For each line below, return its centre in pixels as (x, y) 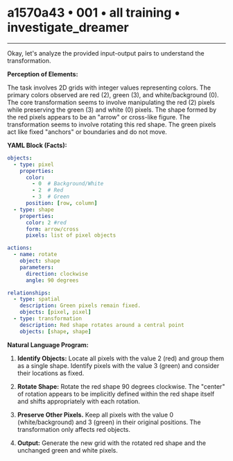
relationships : (29, 293)
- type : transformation (48, 319)
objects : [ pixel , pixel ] (55, 312)
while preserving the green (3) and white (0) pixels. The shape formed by (112, 110)
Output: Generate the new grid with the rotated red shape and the (112, 443)
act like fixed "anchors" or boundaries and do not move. (87, 132)
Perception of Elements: (43, 74)
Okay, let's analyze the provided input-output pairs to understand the (106, 53)
